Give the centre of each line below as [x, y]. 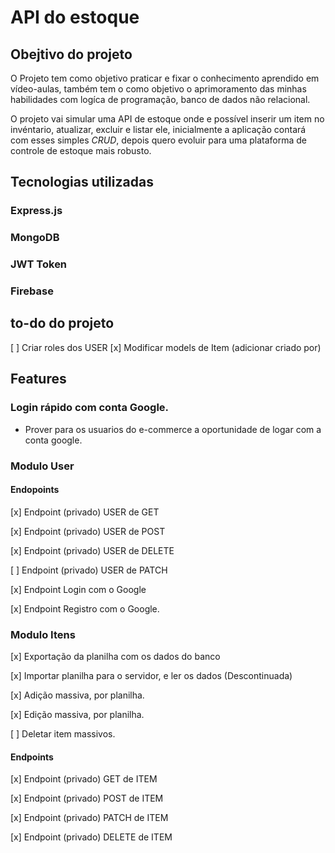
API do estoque [75, 17]
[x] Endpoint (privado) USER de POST [88, 531]
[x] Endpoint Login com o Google [78, 589]
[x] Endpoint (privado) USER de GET [85, 512]
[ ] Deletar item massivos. [63, 734]
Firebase [32, 291]
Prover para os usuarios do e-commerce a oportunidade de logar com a [173, 429]
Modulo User [42, 466]
